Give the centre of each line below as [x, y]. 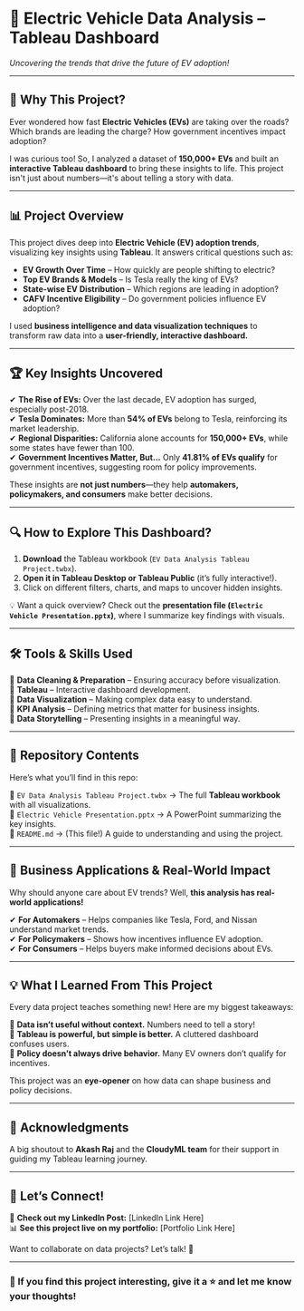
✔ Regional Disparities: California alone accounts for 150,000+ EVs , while [149, 438]
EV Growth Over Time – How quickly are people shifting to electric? [149, 269]
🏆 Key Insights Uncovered [86, 373]
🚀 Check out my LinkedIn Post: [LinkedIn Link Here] [107, 1218]
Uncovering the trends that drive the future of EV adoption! [119, 63]
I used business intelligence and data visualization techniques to [133, 325]
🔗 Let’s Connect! [57, 1196]
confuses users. [39, 1044]
